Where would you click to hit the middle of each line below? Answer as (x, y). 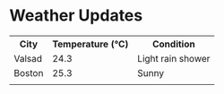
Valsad (28, 58)
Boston (29, 73)
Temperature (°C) (90, 44)
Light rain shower (174, 58)
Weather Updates (76, 16)
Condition (173, 44)
